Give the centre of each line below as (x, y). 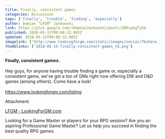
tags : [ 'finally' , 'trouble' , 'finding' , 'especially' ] (63, 19)
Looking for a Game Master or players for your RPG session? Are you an (78, 120)
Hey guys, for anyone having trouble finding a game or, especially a (73, 71)
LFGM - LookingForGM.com (33, 111)
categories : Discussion (29, 14)
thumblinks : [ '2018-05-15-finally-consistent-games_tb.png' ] (69, 46)
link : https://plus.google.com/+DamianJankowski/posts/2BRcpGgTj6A (76, 28)
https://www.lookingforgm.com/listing (43, 92)
